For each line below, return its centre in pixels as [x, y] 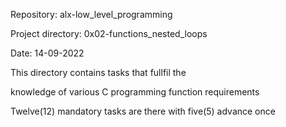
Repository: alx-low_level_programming [91, 14]
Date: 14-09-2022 [47, 53]
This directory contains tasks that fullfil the [98, 72]
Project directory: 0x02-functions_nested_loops [109, 33]
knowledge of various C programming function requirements [135, 92]
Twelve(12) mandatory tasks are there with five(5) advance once [143, 111]
